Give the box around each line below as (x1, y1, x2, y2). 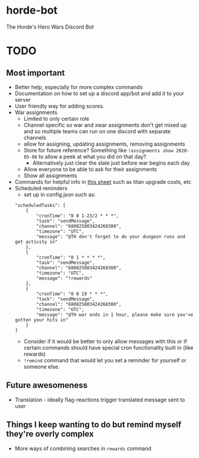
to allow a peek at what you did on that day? (38, 153, 147, 160)
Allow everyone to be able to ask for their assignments (23, 165, 157, 172)
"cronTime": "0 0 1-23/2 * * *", (36, 212, 119, 219)
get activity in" (14, 239, 58, 244)
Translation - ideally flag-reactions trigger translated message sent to (14, 396, 185, 403)
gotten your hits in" (14, 316, 68, 323)
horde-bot (6, 4, 58, 17)
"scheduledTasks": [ (14, 202, 66, 208)
